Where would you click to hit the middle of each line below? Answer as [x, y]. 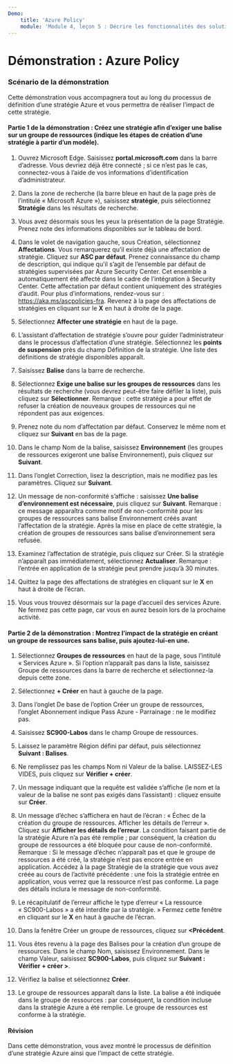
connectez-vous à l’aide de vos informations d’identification [103, 173]
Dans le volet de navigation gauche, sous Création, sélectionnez [109, 242]
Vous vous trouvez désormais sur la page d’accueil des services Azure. [120, 603]
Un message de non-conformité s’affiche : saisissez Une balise [108, 496]
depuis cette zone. [44, 678]
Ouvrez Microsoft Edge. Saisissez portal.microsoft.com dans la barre [118, 158]
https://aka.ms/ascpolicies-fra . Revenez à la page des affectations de [117, 301]
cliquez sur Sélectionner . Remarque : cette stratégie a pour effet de [114, 399]
